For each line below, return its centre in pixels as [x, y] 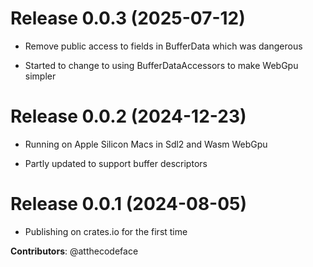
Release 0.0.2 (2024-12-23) [128, 116]
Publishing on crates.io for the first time [106, 231]
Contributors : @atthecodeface [74, 251]
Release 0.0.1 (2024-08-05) [129, 204]
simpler [40, 76]
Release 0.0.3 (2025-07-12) [128, 18]
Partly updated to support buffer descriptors [116, 163]
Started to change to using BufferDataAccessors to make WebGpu [161, 65]
